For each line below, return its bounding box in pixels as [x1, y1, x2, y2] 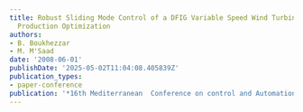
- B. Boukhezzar [9, 38, 70, 48]
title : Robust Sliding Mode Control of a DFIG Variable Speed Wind [9, 13, 269, 23]
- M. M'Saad [9, 47, 54, 56]
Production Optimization [17, 22, 111, 31]
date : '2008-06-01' [9, 55, 83, 64]
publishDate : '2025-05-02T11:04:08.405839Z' [9, 64, 179, 73]
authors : [9, 30, 42, 39]
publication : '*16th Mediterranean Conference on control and [9, 89, 252, 98]
